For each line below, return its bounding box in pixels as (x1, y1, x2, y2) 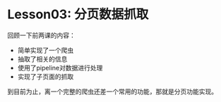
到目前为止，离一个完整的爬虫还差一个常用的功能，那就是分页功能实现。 (7, 87, 217, 96)
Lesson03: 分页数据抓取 (7, 6, 149, 23)
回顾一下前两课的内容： (7, 31, 76, 39)
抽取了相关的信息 (17, 54, 68, 63)
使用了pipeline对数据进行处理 (17, 63, 103, 72)
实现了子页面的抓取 (17, 72, 74, 81)
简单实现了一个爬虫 (17, 46, 74, 54)
